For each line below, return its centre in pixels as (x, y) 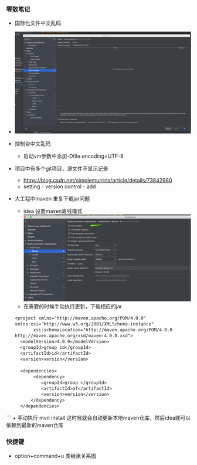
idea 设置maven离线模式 (53, 211)
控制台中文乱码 (33, 144)
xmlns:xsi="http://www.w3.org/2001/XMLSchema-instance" (84, 324)
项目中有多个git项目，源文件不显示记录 (61, 169)
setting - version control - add (60, 186)
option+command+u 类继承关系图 (55, 456)
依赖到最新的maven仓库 (35, 425)
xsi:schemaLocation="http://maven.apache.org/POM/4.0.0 (103, 330)
